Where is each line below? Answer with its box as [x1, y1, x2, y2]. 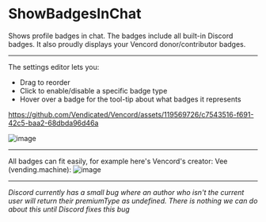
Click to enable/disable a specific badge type [19, 86, 168, 95]
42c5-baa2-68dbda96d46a [8, 118, 99, 128]
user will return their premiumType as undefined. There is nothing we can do [8, 196, 258, 205]
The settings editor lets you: [8, 62, 100, 71]
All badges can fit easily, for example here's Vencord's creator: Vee [8, 156, 228, 166]
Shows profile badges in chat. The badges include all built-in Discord [8, 31, 234, 40]
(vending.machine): [8, 164, 72, 174]
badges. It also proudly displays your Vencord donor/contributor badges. [8, 39, 246, 48]
